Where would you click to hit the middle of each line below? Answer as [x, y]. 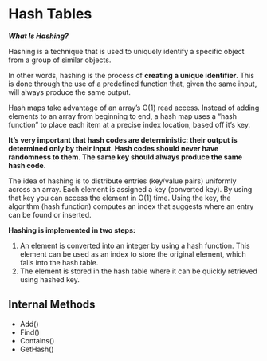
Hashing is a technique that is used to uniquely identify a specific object [126, 51]
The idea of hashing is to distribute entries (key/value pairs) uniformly [122, 181]
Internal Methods [52, 305]
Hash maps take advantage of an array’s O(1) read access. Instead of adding [134, 108]
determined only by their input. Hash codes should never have [114, 148]
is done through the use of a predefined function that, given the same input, [133, 84]
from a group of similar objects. [60, 60]
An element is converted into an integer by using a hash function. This [135, 245]
